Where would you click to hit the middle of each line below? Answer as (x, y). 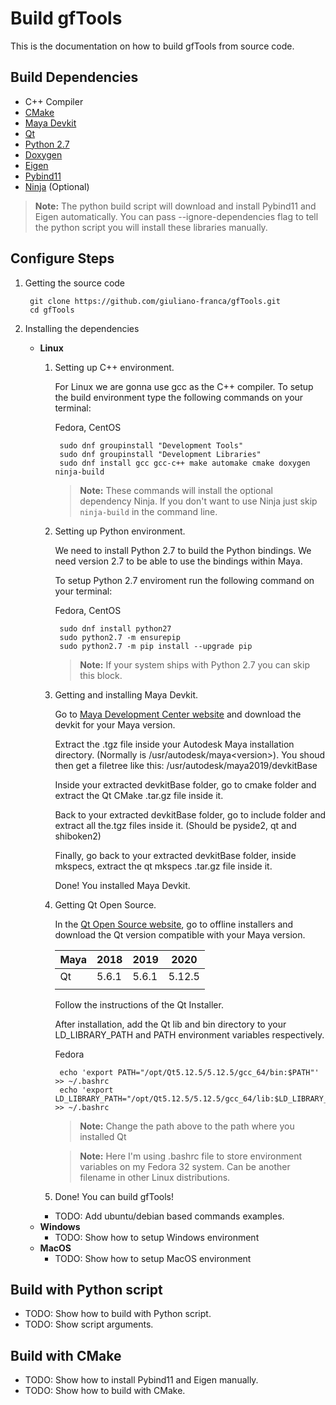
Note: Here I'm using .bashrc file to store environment (191, 1156)
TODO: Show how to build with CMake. (105, 1391)
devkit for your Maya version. (115, 724)
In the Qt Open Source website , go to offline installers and (174, 924)
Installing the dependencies (82, 328)
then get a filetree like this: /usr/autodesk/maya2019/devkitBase (186, 765)
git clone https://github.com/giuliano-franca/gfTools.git (155, 301)
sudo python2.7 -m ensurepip (120, 637)
